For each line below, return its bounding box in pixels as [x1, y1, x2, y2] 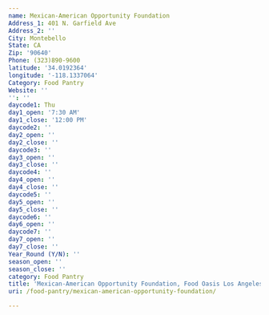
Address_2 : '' [8, 26, 56, 34]
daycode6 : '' [8, 213, 52, 221]
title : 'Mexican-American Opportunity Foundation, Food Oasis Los [8, 280, 235, 289]
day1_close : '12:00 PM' [8, 116, 88, 124]
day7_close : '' [8, 243, 59, 251]
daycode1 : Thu [8, 101, 56, 109]
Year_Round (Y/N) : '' [8, 250, 81, 258]
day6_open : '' [8, 220, 56, 228]
